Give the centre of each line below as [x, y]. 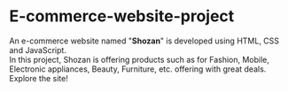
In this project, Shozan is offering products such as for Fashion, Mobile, [140, 59]
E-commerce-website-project [122, 16]
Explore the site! [39, 78]
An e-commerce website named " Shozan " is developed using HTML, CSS [144, 41]
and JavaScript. [38, 50]
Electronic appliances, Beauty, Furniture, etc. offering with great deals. [138, 69]
